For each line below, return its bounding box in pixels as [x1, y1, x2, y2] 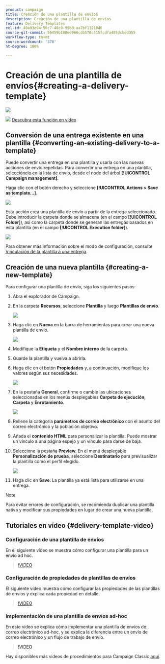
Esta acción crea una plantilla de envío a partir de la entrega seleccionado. [5, 209, 157, 215]
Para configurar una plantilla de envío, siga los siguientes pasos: [5, 284, 136, 290]
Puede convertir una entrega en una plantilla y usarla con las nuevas [5, 159, 144, 165]
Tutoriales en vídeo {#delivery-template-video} [5, 521, 154, 530]
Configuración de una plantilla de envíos [5, 536, 104, 543]
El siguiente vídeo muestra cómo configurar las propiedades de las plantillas [5, 586, 160, 591]
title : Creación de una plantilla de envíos [5, 12, 98, 17]
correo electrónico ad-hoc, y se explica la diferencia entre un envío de [5, 629, 148, 635]
